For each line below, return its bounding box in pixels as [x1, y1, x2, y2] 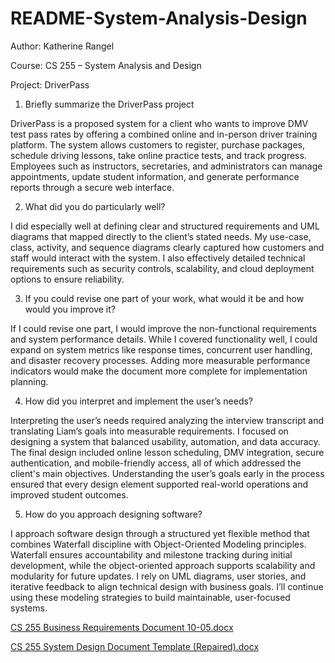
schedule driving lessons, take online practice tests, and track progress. [10, 149, 307, 161]
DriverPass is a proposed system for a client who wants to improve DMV [10, 117, 309, 129]
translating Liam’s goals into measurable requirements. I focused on [10, 425, 289, 437]
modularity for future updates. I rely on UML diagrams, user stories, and [10, 570, 307, 582]
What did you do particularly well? [24, 200, 166, 212]
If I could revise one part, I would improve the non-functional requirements [10, 322, 317, 334]
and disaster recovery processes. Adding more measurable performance [10, 354, 311, 366]
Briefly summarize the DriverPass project [24, 98, 195, 110]
